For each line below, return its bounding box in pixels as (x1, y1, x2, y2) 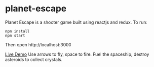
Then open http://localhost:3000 (5, 41, 72, 47)
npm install (5, 29, 30, 33)
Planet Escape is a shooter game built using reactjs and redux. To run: (5, 19, 148, 25)
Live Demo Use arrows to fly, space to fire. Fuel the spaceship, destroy (5, 51, 150, 57)
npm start (5, 33, 26, 38)
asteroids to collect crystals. (5, 56, 63, 62)
